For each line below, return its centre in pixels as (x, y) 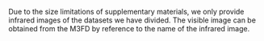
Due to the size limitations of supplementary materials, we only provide (126, 12)
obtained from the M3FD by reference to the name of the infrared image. (129, 29)
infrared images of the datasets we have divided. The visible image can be (132, 20)
